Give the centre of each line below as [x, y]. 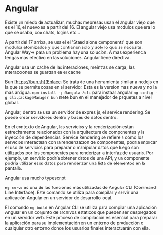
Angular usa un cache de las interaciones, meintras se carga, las [70, 67]
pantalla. [14, 168]
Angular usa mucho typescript [35, 178]
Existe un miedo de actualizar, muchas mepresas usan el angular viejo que [80, 22]
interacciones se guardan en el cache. [43, 72]
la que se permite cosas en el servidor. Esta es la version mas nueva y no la [81, 87]
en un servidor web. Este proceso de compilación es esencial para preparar [81, 217]
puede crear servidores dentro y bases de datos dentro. [61, 117]
